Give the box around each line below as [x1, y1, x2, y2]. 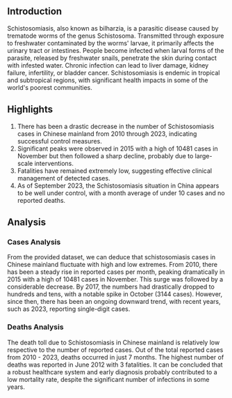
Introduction [7, 6, 63, 17]
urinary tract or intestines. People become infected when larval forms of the [7, 46, 224, 54]
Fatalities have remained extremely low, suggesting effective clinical [17, 167, 213, 175]
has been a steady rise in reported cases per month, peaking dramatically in [7, 268, 225, 276]
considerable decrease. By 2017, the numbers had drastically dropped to [7, 282, 215, 291]
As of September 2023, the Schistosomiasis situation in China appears [17, 181, 219, 190]
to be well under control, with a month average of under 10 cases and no [17, 188, 225, 197]
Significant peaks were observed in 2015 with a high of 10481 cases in [17, 144, 219, 153]
